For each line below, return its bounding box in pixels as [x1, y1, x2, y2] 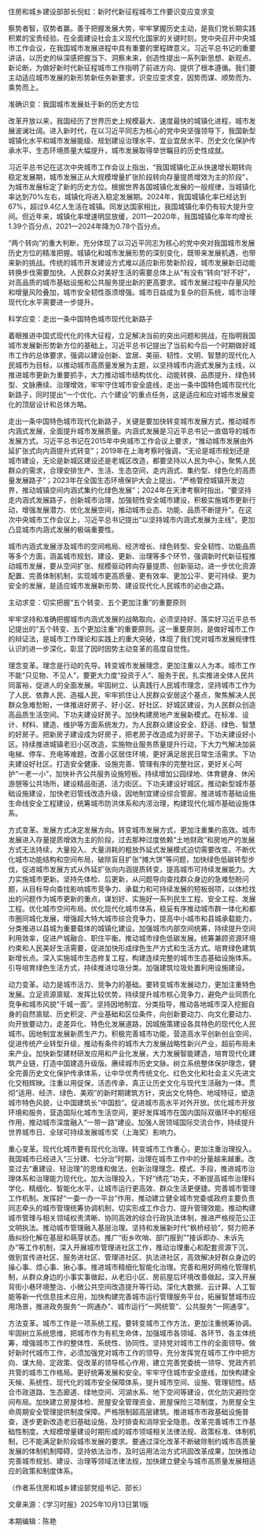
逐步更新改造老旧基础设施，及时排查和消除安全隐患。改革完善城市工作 [21, 1417, 249, 1426]
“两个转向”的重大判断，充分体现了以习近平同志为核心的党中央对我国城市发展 [8, 239, 255, 247]
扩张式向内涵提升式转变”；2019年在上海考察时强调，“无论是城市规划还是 [14, 446, 251, 455]
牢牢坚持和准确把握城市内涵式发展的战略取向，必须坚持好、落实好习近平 [8, 614, 242, 624]
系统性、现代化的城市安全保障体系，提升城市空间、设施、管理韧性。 [28, 1378, 249, 1386]
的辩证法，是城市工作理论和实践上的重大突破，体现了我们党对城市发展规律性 [8, 634, 256, 644]
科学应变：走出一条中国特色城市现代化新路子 [8, 314, 153, 323]
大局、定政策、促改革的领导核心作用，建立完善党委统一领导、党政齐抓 [28, 1358, 256, 1367]
